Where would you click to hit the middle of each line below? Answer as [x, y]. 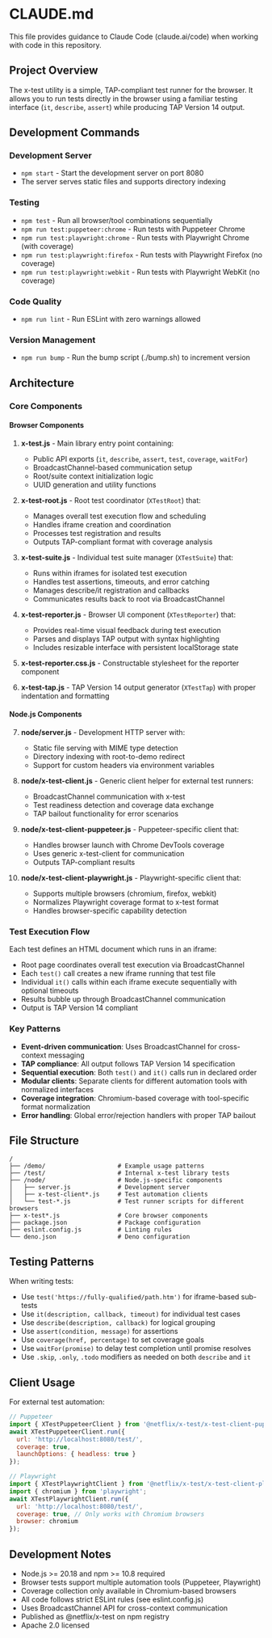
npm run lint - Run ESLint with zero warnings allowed [111, 319]
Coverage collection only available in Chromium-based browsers [128, 1591]
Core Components [46, 406]
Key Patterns [35, 1029]
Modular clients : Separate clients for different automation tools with [134, 1081]
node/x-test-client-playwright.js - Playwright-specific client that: [131, 878]
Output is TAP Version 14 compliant [79, 1008]
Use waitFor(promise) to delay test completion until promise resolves [136, 1349]
